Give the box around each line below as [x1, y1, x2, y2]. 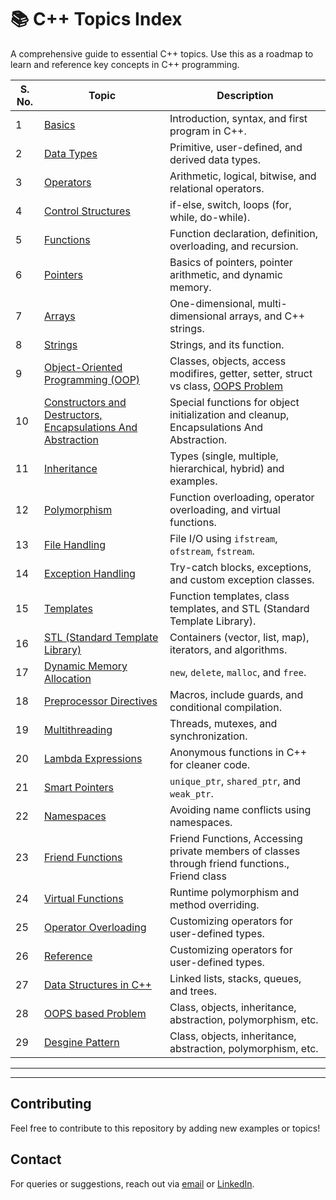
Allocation [44, 671, 92, 685]
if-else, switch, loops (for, [169, 197, 292, 211]
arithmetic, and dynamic [169, 267, 283, 281]
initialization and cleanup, [169, 407, 290, 421]
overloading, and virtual [169, 502, 281, 516]
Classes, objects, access [169, 354, 287, 368]
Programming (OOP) [44, 372, 141, 386]
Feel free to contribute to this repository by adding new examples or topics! [10, 1122, 321, 1134]
